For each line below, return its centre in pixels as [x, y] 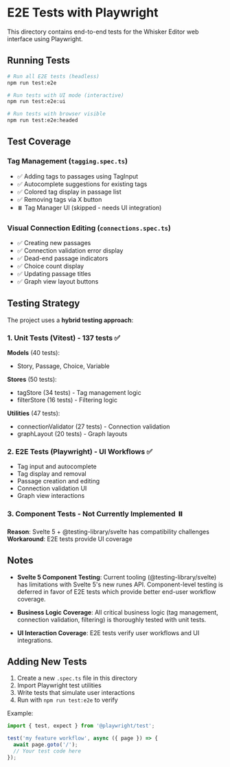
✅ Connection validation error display [70, 250]
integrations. [35, 640]
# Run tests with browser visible [57, 114]
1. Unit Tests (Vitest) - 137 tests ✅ [64, 338]
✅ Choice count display [50, 266]
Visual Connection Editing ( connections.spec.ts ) [89, 228]
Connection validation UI [52, 488]
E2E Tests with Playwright [83, 13]
